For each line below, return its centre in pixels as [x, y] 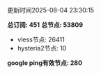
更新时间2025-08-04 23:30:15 [51, 10]
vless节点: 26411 [41, 39]
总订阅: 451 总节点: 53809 [45, 25]
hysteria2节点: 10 [42, 48]
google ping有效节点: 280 [45, 63]
